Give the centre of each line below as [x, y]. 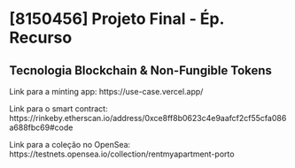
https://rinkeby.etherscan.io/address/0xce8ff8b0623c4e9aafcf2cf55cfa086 [148, 118]
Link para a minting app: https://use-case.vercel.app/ [106, 92]
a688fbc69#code [41, 127]
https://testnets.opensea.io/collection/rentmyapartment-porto [122, 154]
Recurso [41, 38]
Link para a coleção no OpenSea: [70, 145]
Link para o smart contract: [58, 109]
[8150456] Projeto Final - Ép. [116, 19]
